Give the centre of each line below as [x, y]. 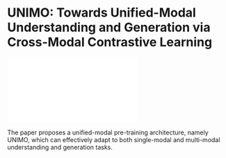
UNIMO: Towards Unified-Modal [102, 13]
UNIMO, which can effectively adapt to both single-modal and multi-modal [114, 139]
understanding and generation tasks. [60, 147]
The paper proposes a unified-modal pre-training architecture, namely [108, 132]
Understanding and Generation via [109, 27]
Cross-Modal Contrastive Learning [110, 42]
